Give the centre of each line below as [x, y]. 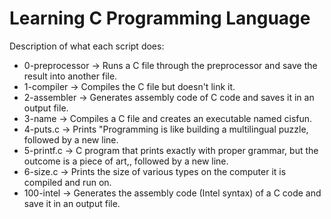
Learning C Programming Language [160, 18]
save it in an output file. [72, 203]
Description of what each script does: [87, 46]
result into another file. [70, 76]
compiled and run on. [67, 182]
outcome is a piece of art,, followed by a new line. [126, 161]
